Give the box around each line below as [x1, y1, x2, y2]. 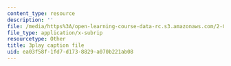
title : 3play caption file [7, 42, 85, 49]
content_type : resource [7, 10, 76, 17]
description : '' [7, 16, 54, 23]
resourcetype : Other [7, 36, 67, 43]
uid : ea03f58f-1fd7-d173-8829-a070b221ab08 [7, 49, 134, 56]
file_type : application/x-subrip [7, 29, 103, 36]
